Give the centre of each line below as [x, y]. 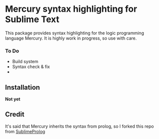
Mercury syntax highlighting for [71, 9]
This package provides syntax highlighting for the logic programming [75, 33]
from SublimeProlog [25, 131]
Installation [23, 87]
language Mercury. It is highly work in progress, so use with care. [71, 38]
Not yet [13, 99]
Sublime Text [32, 19]
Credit [15, 114]
